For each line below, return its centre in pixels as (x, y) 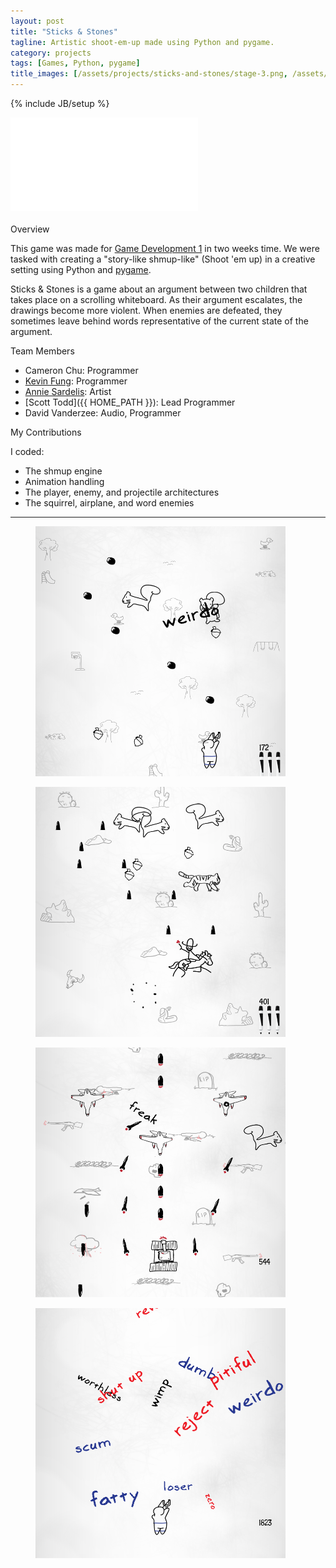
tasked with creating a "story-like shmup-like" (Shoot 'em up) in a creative (163, 259)
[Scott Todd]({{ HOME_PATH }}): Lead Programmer (130, 402)
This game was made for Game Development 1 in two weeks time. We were (165, 248)
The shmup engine (63, 471)
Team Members (42, 351)
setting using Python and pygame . (81, 269)
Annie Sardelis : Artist (68, 391)
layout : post (37, 21)
